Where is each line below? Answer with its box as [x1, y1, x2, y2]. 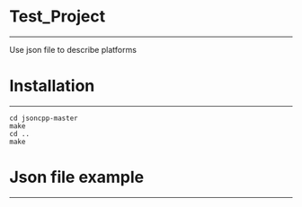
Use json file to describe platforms [9, 44, 138, 55]
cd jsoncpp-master [9, 114, 78, 123]
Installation [9, 76, 95, 96]
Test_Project [9, 6, 106, 27]
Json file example [9, 168, 145, 187]
